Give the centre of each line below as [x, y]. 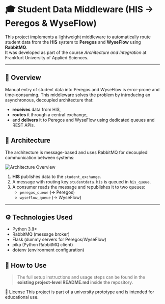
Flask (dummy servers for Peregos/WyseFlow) [59, 240]
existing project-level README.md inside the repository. [75, 282]
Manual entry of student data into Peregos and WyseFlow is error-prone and [82, 89]
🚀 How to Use [26, 265]
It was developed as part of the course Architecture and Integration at [76, 52]
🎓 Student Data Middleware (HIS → [79, 10]
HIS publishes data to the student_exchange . [56, 177]
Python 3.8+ [25, 229]
